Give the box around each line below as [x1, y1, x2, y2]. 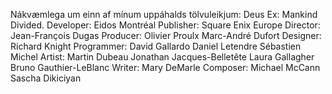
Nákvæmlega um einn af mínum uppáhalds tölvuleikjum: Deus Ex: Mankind [10, 9, 318, 20]
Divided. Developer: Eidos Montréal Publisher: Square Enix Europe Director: [10, 19, 321, 31]
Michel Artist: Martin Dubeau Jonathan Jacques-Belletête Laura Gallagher [10, 51, 315, 63]
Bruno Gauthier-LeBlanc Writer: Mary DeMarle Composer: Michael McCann [10, 62, 321, 73]
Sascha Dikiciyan [10, 72, 82, 84]
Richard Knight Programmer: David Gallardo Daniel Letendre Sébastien [10, 40, 302, 52]
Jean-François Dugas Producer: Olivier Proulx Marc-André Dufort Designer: [10, 30, 322, 41]
